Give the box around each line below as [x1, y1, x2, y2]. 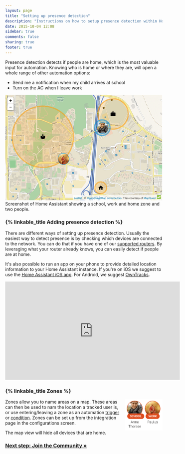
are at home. [5, 251, 31, 257]
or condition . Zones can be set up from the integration [5, 415, 116, 421]
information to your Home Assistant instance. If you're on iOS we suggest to [5, 266, 162, 272]
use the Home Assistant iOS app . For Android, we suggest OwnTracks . [5, 271, 150, 277]
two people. [5, 206, 30, 212]
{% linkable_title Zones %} [5, 387, 71, 394]
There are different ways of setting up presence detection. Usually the [5, 230, 150, 236]
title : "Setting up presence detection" [5, 13, 91, 18]
